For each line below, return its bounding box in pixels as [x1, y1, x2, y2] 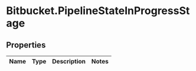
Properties [6, 40, 46, 50]
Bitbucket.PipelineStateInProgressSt [6, 4, 190, 18]
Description [52, 58, 86, 65]
